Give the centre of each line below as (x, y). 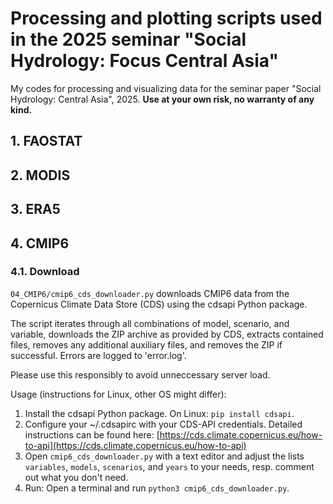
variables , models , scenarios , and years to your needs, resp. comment (169, 466)
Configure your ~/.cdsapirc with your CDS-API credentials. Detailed (163, 424)
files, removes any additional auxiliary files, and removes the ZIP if (146, 344)
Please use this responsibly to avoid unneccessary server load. (140, 374)
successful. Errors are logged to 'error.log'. (98, 355)
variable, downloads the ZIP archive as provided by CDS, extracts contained (167, 334)
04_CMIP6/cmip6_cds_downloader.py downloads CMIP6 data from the (150, 293)
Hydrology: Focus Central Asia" (144, 61)
